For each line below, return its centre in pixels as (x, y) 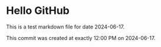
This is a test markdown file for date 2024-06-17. (65, 27)
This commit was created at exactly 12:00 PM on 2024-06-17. (81, 38)
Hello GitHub (38, 11)
